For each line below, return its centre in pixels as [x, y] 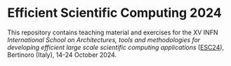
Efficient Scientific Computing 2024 [115, 13]
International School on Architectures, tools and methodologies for [104, 39]
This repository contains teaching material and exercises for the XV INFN [113, 32]
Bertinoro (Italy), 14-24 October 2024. [62, 55]
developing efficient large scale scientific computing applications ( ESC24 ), [116, 47]
